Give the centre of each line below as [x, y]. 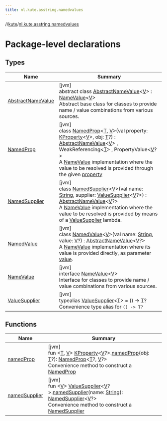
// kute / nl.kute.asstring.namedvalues [42, 24]
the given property [81, 174]
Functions [21, 324]
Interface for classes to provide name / [104, 280]
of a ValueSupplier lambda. [90, 220]
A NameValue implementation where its [105, 247]
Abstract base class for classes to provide [108, 104]
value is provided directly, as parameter [105, 253]
